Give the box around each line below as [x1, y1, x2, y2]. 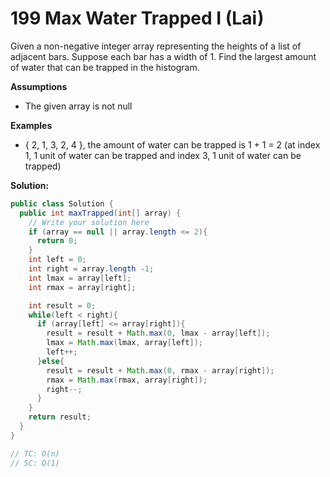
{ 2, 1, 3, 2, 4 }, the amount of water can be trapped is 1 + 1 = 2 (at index [24, 138, 321, 151]
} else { [36, 356, 65, 366]
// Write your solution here [28, 217, 150, 227]
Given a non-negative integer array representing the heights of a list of [10, 40, 302, 52]
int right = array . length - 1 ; [28, 264, 155, 274]
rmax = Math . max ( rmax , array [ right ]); [46, 375, 208, 385]
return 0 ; [36, 236, 78, 246]
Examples [10, 119, 53, 131]
